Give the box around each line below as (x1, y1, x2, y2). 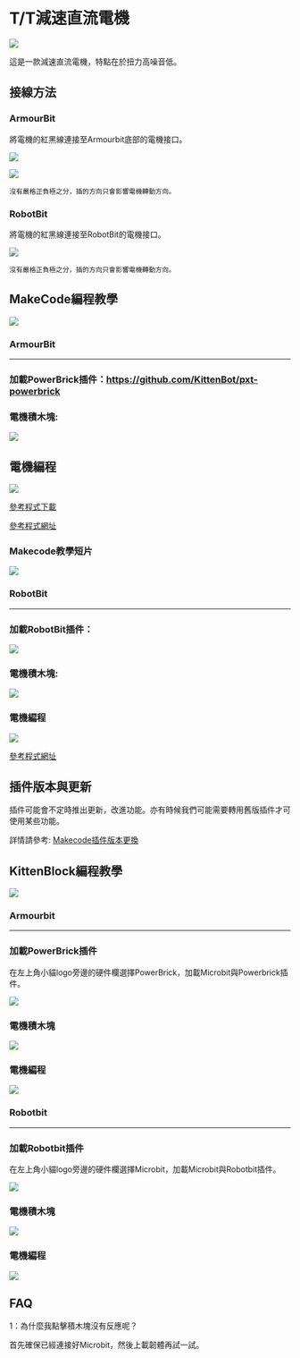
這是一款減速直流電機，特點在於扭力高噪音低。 (9, 55, 181, 67)
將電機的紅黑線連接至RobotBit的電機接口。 (9, 229, 166, 240)
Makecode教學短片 (9, 545, 93, 557)
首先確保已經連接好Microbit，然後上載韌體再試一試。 (9, 1339, 204, 1351)
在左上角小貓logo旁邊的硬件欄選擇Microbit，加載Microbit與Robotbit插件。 (9, 1164, 281, 1175)
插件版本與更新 (9, 779, 92, 794)
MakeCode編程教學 (9, 292, 119, 307)
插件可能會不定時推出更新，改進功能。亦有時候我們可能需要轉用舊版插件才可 (9, 804, 291, 815)
